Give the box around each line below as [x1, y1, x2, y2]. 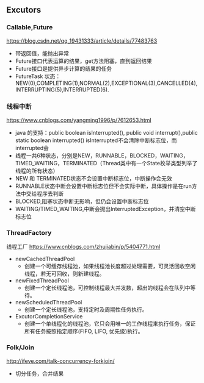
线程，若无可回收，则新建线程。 [24, 270, 105, 277]
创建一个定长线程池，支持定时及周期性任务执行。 [24, 306, 148, 313]
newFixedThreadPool [15, 277, 69, 284]
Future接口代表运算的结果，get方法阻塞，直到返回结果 [15, 57, 153, 65]
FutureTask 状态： [15, 73, 61, 80]
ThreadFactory [6, 228, 52, 237]
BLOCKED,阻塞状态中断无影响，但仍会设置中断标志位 [15, 198, 149, 205]
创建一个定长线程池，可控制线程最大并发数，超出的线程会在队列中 [24, 284, 191, 292]
